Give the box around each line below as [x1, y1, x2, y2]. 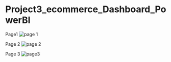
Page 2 [5, 41, 20, 47]
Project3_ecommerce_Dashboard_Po [5, 4, 166, 15]
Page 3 [5, 51, 20, 57]
